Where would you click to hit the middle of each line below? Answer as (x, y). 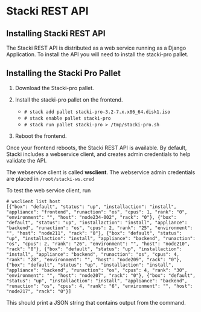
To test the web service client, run (49, 190)
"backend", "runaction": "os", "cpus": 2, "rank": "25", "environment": (100, 228)
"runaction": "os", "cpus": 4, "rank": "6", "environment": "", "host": (100, 286)
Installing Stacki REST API (56, 34)
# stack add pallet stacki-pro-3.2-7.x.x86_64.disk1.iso (97, 112)
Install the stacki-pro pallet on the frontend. (69, 99)
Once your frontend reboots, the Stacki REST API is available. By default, (97, 148)
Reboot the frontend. (41, 136)
